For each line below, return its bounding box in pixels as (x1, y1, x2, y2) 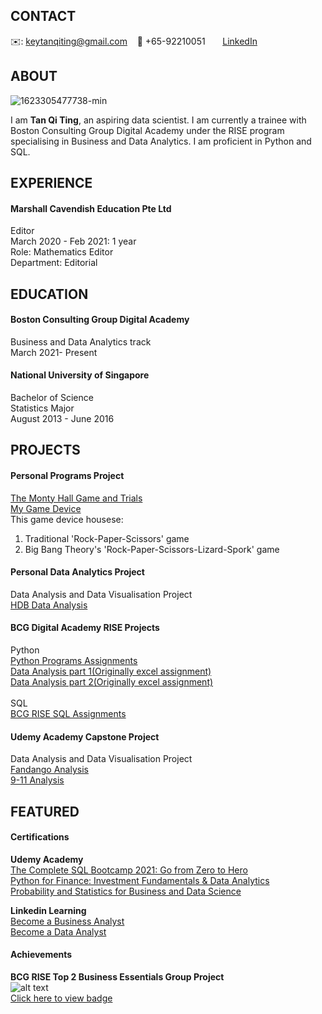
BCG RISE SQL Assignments (10, 708, 127, 720)
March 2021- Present (10, 346, 98, 358)
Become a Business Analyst (10, 915, 125, 927)
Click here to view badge (10, 992, 113, 1004)
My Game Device (10, 502, 82, 514)
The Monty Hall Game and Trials (10, 492, 143, 504)
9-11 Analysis (10, 774, 65, 786)
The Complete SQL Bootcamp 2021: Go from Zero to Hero (10, 864, 248, 876)
